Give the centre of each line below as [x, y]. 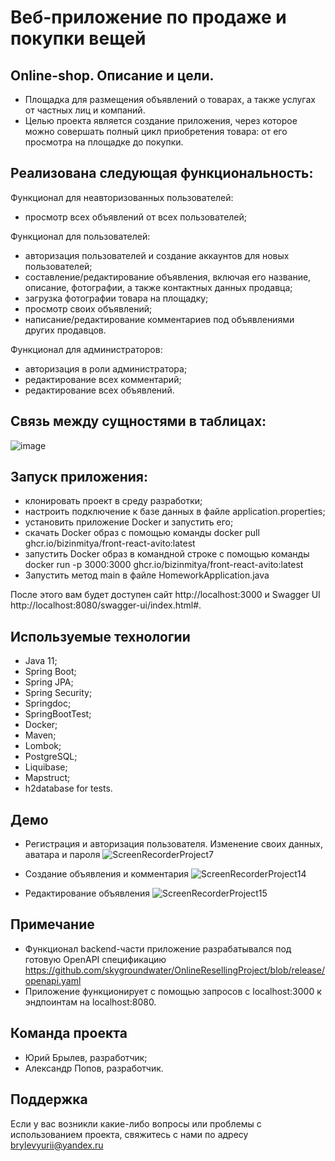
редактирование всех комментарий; [103, 379]
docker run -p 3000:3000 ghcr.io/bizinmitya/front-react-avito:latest [164, 565]
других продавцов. [65, 330]
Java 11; [41, 661]
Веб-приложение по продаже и [148, 17]
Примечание [52, 924]
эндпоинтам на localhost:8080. [90, 1002]
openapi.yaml [53, 980]
